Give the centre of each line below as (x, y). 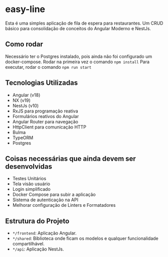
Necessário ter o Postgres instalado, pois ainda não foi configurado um (78, 56)
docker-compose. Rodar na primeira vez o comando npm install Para (77, 62)
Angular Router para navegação (45, 121)
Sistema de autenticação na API (45, 200)
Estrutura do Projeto (37, 221)
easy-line (25, 9)
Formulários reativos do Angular (46, 116)
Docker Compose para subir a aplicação (54, 195)
